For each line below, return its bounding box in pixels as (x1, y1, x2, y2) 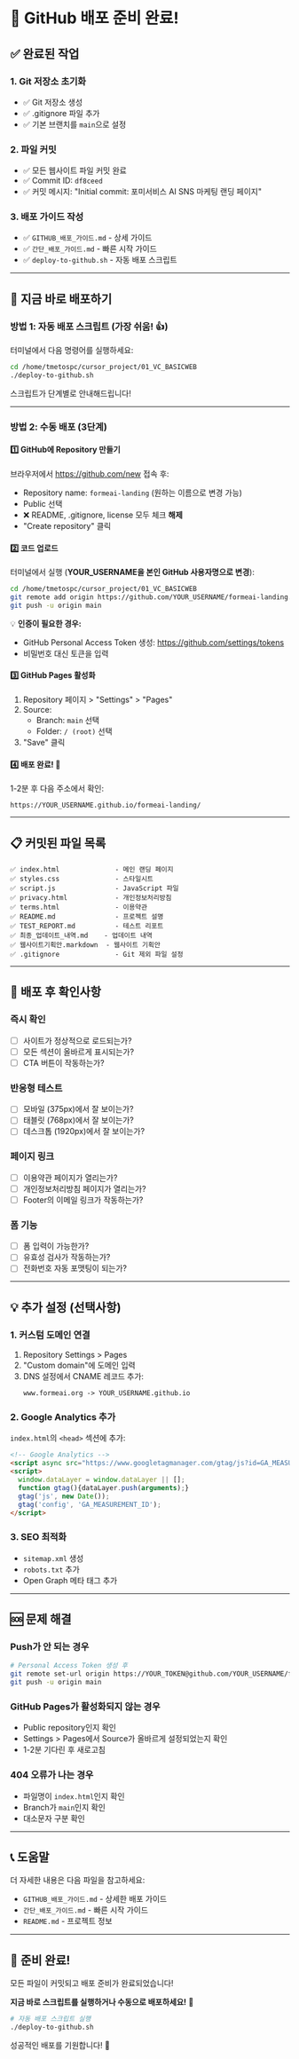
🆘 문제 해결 (10, 1612, 72, 1627)
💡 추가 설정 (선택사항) (10, 1299, 122, 1314)
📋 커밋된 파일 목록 (10, 835, 106, 850)
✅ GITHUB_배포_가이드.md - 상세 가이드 (22, 233, 153, 243)
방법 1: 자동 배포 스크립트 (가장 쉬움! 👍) (10, 320, 169, 333)
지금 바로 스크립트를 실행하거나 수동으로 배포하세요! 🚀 (10, 1997, 194, 2008)
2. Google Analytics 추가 (10, 1411, 116, 1424)
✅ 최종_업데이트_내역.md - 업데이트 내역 (10, 931, 153, 941)
